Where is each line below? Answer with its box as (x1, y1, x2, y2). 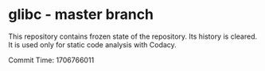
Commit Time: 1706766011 (8, 55, 95, 65)
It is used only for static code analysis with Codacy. (8, 39, 177, 49)
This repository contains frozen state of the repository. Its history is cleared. (8, 32, 257, 41)
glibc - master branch (8, 6, 154, 24)
